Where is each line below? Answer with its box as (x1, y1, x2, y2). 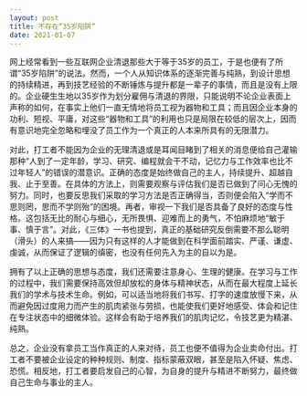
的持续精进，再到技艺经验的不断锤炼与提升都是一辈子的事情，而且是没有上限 (9, 79, 298, 90)
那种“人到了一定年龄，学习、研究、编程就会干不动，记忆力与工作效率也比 (9, 156, 286, 167)
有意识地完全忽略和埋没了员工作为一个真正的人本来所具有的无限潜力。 (9, 125, 274, 136)
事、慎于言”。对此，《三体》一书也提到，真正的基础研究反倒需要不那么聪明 (9, 224, 290, 235)
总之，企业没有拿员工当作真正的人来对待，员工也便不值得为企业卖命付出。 (9, 343, 290, 354)
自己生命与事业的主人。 (9, 377, 98, 388)
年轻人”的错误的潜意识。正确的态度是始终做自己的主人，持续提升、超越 (16, 167, 286, 178)
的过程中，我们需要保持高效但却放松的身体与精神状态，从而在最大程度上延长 (9, 277, 298, 288)
